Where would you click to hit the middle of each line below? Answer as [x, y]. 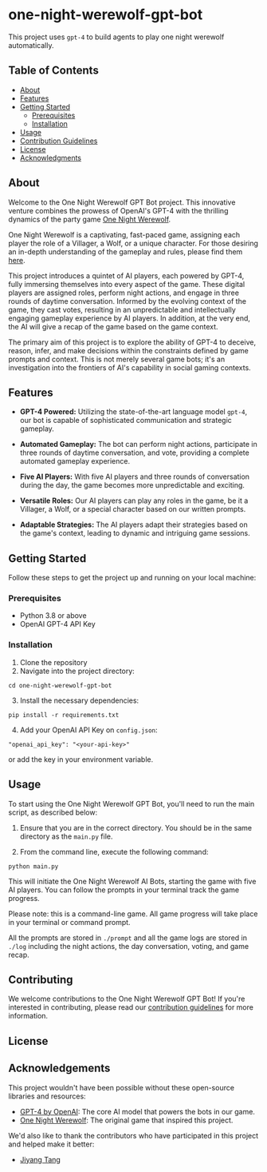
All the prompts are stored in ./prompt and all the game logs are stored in [128, 938]
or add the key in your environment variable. [81, 759]
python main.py [33, 866]
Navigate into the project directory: [77, 671]
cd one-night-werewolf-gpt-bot [60, 685]
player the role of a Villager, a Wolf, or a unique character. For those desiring [133, 243]
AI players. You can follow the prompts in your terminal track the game [124, 890]
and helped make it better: [51, 1144]
